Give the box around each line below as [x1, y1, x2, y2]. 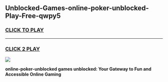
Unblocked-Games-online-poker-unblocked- [5, 4, 149, 12]
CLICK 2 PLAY [5, 45, 40, 52]
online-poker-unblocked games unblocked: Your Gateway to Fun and [5, 66, 151, 72]
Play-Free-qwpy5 [5, 12, 61, 20]
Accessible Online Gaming [5, 71, 61, 77]
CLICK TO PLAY [5, 27, 44, 34]
